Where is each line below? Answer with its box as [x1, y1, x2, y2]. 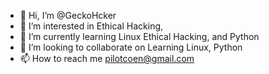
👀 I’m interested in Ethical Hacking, [19, 20, 164, 32]
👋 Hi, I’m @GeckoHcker [19, 10, 117, 21]
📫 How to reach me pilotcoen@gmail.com [19, 53, 195, 64]
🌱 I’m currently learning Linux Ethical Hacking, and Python [19, 31, 260, 42]
